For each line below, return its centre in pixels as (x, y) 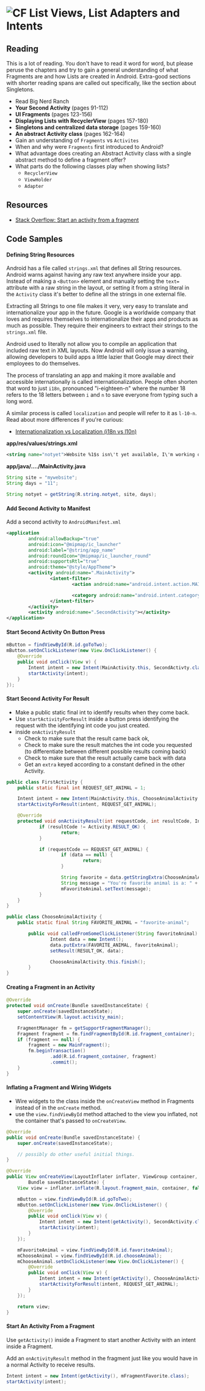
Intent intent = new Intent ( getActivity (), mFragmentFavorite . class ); (98, 1376)
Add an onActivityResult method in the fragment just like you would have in (102, 1358)
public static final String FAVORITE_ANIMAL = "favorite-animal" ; (103, 923)
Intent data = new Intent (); (87, 939)
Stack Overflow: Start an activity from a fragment (77, 220)
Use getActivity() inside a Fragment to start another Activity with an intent (101, 1340)
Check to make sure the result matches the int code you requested (108, 744)
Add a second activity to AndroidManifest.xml (63, 522)
